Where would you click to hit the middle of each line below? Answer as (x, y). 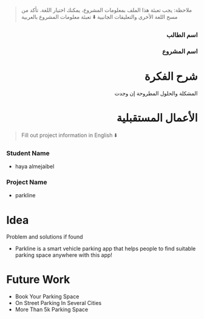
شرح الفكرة (171, 76)
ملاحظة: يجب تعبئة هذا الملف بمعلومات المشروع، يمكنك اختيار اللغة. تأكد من (107, 10)
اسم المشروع (180, 51)
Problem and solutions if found (45, 237)
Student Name (28, 153)
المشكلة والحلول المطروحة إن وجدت (156, 93)
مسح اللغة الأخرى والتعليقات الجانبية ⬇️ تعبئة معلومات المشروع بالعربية (99, 17)
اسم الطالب (182, 35)
